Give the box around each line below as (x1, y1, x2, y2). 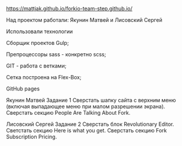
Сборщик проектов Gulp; (6, 40, 69, 46)
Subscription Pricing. (6, 133, 57, 140)
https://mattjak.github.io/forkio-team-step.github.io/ (6, 5, 133, 12)
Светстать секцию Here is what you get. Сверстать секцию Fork (6, 127, 167, 134)
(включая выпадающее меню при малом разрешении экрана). (6, 103, 165, 110)
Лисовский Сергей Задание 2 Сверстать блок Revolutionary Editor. (6, 121, 174, 128)
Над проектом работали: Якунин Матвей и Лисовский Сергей (6, 17, 162, 23)
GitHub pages (6, 85, 40, 92)
